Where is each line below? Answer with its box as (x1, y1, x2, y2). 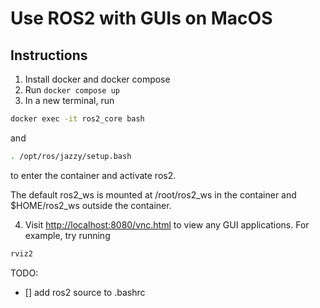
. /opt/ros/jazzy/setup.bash (10, 151, 132, 161)
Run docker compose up (24, 84, 120, 96)
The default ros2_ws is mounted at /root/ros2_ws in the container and (10, 188, 297, 201)
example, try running (24, 229, 111, 241)
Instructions (10, 47, 88, 64)
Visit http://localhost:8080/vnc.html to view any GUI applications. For (24, 218, 310, 231)
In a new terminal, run (24, 95, 115, 106)
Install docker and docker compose (24, 73, 171, 85)
